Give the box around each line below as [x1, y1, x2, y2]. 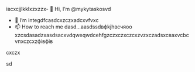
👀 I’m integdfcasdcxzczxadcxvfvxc [14, 17, 99, 23]
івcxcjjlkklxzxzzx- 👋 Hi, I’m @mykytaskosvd [6, 6, 111, 12]
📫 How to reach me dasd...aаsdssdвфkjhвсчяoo [14, 23, 133, 30]
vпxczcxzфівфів [14, 38, 53, 45]
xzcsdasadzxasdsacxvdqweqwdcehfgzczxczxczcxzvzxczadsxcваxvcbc [14, 32, 189, 38]
